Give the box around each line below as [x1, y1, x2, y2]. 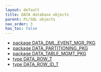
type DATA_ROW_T [12, 56, 52, 62]
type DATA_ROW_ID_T [12, 61, 59, 67]
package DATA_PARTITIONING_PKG [12, 45, 88, 51]
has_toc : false [5, 26, 38, 31]
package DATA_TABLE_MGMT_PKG [12, 51, 86, 57]
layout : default [5, 7, 40, 13]
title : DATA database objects [5, 12, 70, 17]
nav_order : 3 [5, 21, 33, 27]
